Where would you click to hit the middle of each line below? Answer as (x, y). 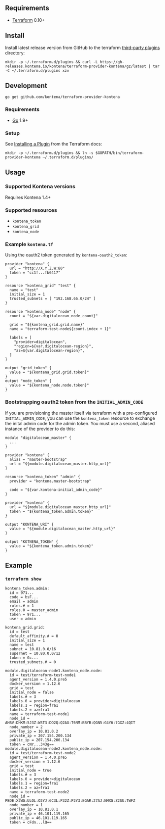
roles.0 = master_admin (34, 610)
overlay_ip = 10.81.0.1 (34, 809)
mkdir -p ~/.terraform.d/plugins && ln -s (49, 153)
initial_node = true (31, 771)
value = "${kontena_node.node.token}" (49, 386)
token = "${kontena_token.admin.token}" (51, 511)
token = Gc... (24, 658)
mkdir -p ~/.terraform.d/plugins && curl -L (51, 62)
